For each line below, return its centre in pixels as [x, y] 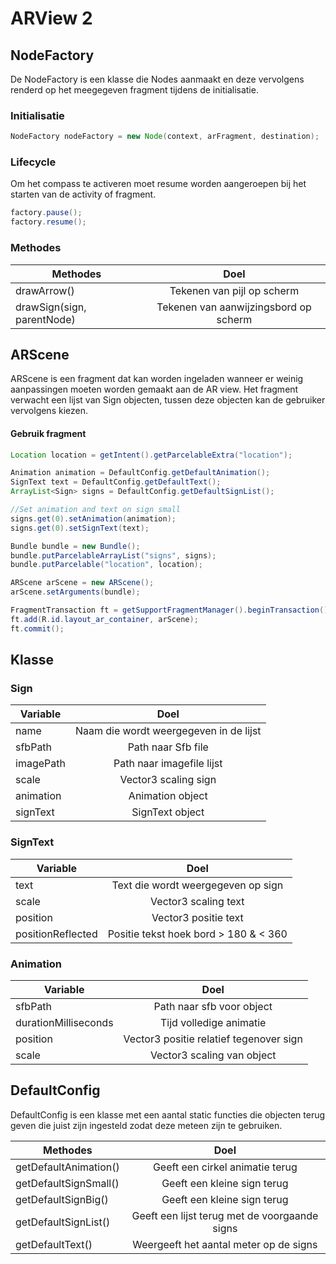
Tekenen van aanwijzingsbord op [234, 307]
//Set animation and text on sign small [96, 510]
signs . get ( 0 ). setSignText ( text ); [80, 528]
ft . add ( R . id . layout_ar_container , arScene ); [104, 619]
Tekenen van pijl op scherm [234, 290]
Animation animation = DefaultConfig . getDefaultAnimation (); [140, 473]
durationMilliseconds [64, 1022]
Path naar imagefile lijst [168, 764]
